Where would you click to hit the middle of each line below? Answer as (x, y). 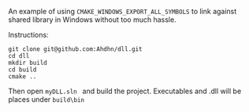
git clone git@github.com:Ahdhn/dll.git (76, 49)
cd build (22, 70)
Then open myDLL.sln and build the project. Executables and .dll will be (125, 91)
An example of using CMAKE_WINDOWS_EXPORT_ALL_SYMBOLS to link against (123, 11)
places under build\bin (46, 99)
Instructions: (28, 35)
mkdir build (28, 63)
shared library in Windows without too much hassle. (92, 20)
